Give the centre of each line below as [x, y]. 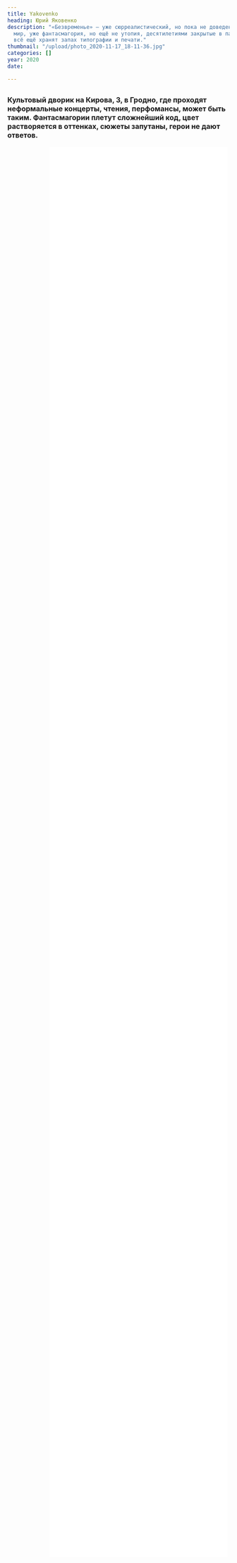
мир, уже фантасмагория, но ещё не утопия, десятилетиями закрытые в [118, 33]
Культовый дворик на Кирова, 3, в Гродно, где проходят [107, 100]
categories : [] [30, 54]
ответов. [23, 135]
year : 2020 [23, 60]
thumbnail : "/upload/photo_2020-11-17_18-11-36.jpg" [86, 47]
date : [15, 66]
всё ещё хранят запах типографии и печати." [80, 40]
